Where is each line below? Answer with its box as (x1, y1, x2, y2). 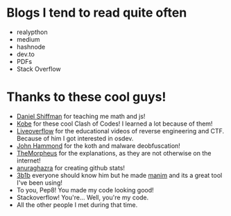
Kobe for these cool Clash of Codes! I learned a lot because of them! (16, 119, 213, 128)
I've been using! (16, 178, 63, 187)
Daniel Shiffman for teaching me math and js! (16, 112, 146, 120)
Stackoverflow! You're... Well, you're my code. (16, 193, 149, 201)
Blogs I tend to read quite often (6, 5, 187, 21)
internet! (16, 156, 41, 165)
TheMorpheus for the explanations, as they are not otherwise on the (16, 149, 212, 157)
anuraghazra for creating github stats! (16, 163, 126, 172)
